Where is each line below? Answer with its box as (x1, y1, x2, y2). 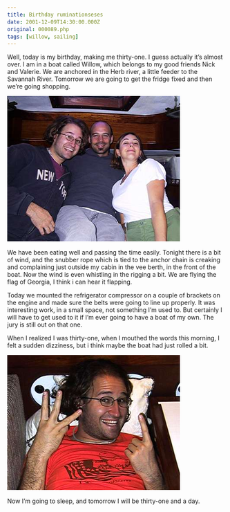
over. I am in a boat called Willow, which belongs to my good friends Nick (7, 60, 215, 68)
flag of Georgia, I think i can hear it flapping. (7, 277, 133, 286)
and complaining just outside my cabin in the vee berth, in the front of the (7, 263, 216, 271)
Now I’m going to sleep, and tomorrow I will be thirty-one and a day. (7, 497, 200, 505)
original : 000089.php (7, 26, 70, 33)
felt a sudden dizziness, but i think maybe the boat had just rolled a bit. (7, 341, 209, 349)
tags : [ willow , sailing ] (7, 33, 79, 40)
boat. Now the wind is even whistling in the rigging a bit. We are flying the (7, 271, 217, 279)
